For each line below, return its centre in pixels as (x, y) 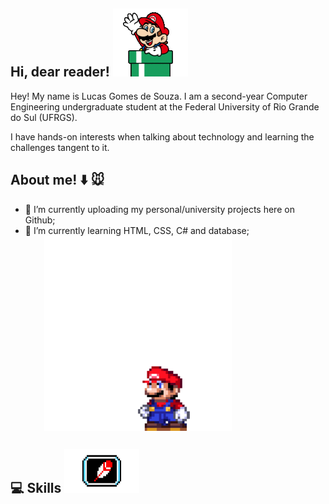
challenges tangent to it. (60, 147)
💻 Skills (36, 488)
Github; (40, 220)
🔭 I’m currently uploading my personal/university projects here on (159, 209)
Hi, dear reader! (60, 72)
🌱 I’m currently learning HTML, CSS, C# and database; (137, 230)
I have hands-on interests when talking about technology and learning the (162, 136)
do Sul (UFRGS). (44, 117)
